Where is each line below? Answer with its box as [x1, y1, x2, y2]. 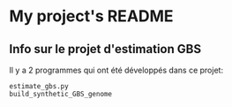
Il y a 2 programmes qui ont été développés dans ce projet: [9, 65, 223, 75]
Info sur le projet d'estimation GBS [9, 42, 201, 57]
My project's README [9, 6, 174, 27]
